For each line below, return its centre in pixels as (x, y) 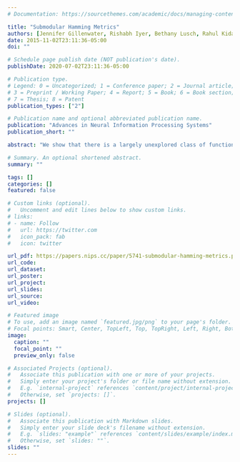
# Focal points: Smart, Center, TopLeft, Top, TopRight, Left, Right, (115, 329)
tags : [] (20, 177)
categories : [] (30, 184)
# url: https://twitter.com (52, 230)
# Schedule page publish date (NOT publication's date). (94, 60)
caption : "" (32, 342)
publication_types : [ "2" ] (46, 106)
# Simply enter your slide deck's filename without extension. (106, 428)
